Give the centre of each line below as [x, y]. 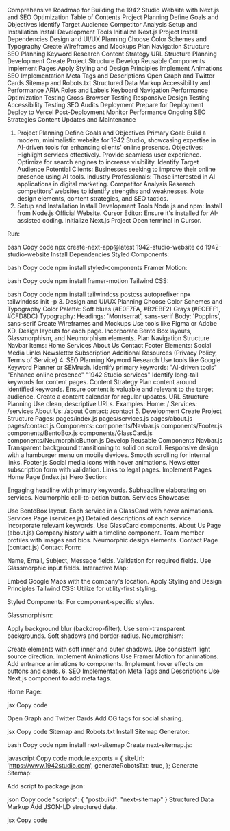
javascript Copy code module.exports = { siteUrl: [76, 758]
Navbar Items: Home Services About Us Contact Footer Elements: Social [109, 345]
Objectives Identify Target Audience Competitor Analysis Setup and [102, 24]
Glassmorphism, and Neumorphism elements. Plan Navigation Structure [108, 338]
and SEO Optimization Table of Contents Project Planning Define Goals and [113, 17]
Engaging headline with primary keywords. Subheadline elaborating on [107, 490]
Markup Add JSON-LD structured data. [62, 807]
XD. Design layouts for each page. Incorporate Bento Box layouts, [99, 331]
